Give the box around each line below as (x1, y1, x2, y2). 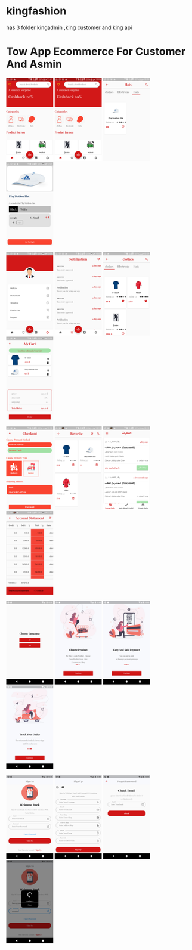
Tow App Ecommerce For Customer (6, 45, 186, 58)
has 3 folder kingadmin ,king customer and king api (6, 24, 132, 31)
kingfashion (6, 4, 67, 18)
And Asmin (6, 58, 63, 71)
